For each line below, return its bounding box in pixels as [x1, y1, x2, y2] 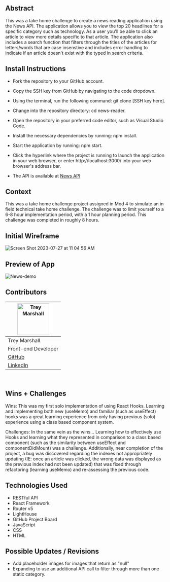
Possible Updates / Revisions [5, 547, 99, 556]
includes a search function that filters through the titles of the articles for [5, 39, 157, 45]
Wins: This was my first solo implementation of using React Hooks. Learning [5, 403, 165, 409]
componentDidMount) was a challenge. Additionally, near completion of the [5, 445, 163, 451]
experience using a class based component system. [5, 419, 114, 425]
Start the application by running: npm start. [12, 142, 103, 149]
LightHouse [12, 511, 37, 517]
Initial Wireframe [5, 232, 59, 240]
